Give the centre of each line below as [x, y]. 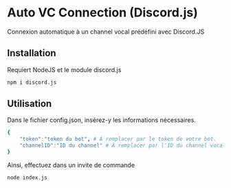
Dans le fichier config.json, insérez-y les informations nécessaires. [101, 120]
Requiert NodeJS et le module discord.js [64, 69]
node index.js [27, 177]
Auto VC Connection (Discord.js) [102, 13]
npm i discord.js [32, 82]
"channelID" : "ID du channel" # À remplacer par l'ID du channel [113, 145]
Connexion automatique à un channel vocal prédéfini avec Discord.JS [106, 32]
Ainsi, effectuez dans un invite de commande [71, 165]
